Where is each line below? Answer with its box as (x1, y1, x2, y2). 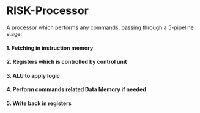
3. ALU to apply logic (6, 72, 60, 79)
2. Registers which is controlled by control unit (6, 58, 127, 66)
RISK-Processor (6, 4, 89, 18)
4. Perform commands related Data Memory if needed (6, 86, 147, 93)
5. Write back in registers (6, 100, 72, 107)
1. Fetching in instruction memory (6, 44, 94, 52)
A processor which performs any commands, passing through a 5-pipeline (6, 24, 194, 31)
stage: (6, 30, 23, 37)
